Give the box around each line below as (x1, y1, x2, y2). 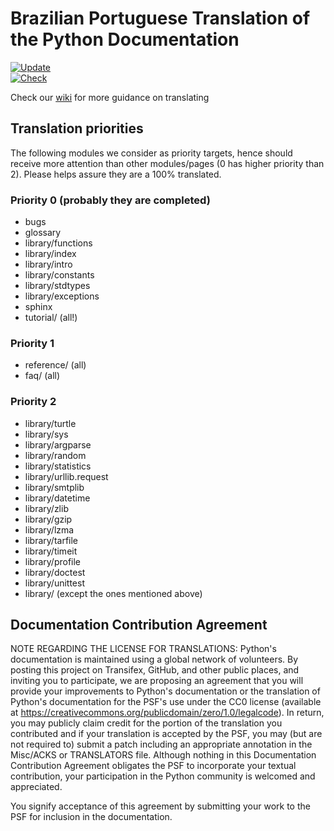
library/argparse (24, 438, 92, 451)
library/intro (24, 258, 73, 271)
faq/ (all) (24, 370, 61, 382)
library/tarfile (24, 534, 79, 546)
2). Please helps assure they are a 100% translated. (10, 168, 222, 180)
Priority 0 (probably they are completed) (10, 193, 211, 207)
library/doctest (24, 566, 86, 578)
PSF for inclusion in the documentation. (10, 811, 173, 823)
